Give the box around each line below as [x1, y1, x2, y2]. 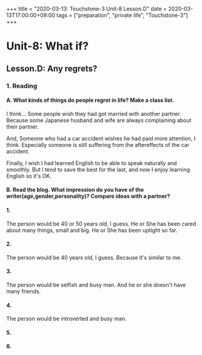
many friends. [6, 288, 41, 295]
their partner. [6, 123, 39, 130]
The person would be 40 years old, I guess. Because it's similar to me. [6, 254, 182, 261]
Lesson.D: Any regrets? [6, 63, 98, 73]
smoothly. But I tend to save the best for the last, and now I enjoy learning [6, 166, 190, 173]
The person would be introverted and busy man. [6, 315, 127, 322]
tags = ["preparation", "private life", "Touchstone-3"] [56, 12, 188, 19]
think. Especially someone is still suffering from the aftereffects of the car [6, 141, 190, 148]
